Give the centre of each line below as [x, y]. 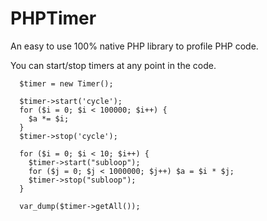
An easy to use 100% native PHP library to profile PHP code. [134, 46]
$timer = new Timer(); [66, 83]
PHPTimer [53, 18]
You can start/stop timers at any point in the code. [113, 65]
